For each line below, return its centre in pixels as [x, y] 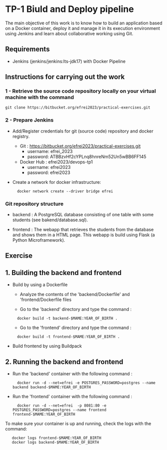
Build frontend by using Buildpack [47, 346]
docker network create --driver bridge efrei [65, 191]
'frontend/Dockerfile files [46, 300]
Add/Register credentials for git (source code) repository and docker [83, 131]
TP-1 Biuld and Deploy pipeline [70, 9]
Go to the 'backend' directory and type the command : [76, 309]
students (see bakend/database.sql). [50, 220]
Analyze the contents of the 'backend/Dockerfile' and [75, 295]
